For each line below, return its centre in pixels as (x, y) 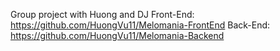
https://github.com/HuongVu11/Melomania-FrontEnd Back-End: (140, 25)
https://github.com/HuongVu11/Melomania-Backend (117, 35)
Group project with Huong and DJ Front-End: (102, 14)
